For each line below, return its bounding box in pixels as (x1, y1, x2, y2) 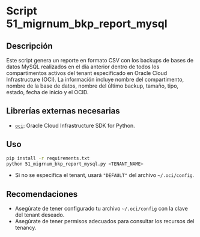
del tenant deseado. (14, 211, 65, 218)
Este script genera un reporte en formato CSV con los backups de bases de (6, 57, 194, 64)
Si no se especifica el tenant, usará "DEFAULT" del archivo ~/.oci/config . (14, 172, 195, 179)
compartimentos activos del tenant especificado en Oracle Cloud (6, 70, 167, 76)
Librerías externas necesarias (6, 106, 120, 116)
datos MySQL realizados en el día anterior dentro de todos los (6, 63, 160, 70)
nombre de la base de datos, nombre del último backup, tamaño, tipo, (6, 82, 179, 89)
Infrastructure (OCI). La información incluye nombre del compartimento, (6, 76, 184, 83)
